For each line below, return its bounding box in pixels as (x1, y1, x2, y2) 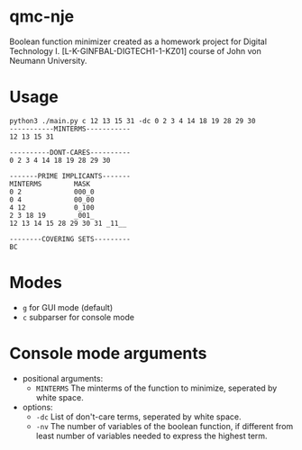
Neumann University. (9, 55, 87, 66)
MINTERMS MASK (9, 179, 91, 188)
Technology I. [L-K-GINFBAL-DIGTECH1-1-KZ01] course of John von (9, 45, 261, 56)
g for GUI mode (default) (22, 301, 114, 312)
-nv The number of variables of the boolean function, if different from (35, 420, 294, 431)
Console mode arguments (9, 344, 207, 364)
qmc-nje (9, 6, 75, 27)
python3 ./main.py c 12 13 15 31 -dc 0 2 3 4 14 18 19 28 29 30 (9, 116, 256, 125)
